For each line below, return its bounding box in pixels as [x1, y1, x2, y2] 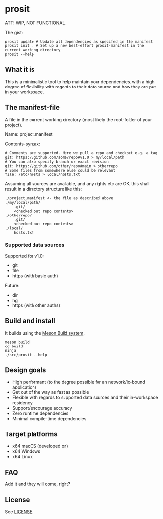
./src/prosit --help [5, 352, 48, 357]
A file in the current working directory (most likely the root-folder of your [5, 116, 152, 122]
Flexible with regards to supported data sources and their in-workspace [12, 394, 158, 401]
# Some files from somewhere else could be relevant [5, 168, 116, 173]
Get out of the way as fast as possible [12, 389, 89, 395]
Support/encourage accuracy [12, 405, 72, 411]
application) [12, 384, 37, 390]
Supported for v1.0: [5, 253, 44, 259]
